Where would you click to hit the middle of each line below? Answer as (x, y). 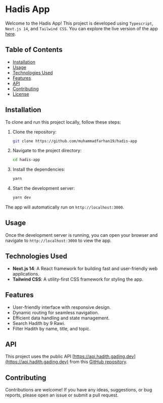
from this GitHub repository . (99, 362)
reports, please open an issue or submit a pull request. (62, 395)
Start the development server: (44, 188)
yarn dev (22, 197)
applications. (26, 274)
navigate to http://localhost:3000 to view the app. (59, 240)
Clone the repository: (35, 131)
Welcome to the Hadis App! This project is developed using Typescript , (79, 23)
